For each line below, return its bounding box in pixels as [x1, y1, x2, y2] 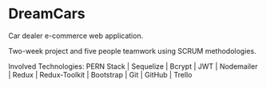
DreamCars [8, 5, 85, 23]
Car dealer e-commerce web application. [8, 31, 144, 40]
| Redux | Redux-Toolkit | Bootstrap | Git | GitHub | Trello [8, 70, 193, 79]
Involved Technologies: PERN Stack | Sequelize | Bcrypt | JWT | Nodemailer [8, 61, 258, 71]
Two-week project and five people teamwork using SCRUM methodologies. [8, 46, 257, 55]
